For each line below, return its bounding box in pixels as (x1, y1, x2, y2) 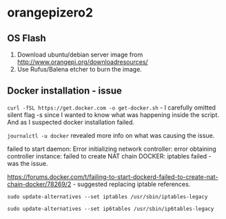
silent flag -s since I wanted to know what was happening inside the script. (7, 110, 219, 118)
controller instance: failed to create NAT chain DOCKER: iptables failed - (7, 152, 212, 160)
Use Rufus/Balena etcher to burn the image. (17, 65, 143, 73)
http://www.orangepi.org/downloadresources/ (17, 58, 148, 66)
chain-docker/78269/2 (7, 180, 72, 188)
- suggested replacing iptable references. (72, 180, 191, 188)
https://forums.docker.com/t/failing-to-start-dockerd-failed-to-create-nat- (7, 172, 218, 180)
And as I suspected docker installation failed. (7, 118, 135, 126)
